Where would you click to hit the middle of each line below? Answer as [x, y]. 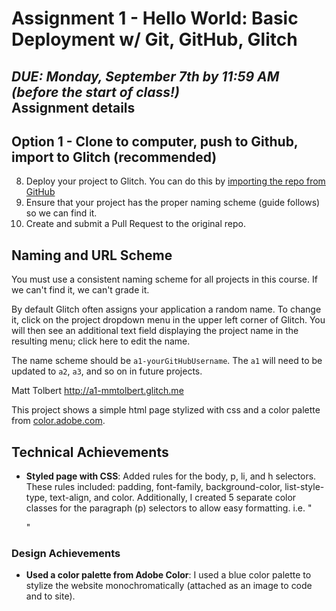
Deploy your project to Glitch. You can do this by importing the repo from [175, 181]
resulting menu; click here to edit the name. [101, 341]
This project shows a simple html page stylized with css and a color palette [166, 410]
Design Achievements [66, 553]
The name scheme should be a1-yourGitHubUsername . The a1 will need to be [167, 361]
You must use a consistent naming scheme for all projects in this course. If [164, 279]
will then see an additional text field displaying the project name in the [155, 331]
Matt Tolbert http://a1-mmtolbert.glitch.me [97, 391]
